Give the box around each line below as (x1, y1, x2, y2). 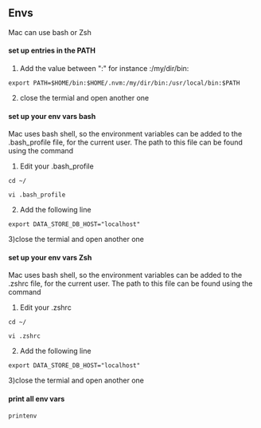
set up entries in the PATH (8, 46, 95, 55)
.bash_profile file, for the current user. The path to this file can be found (8, 137, 243, 147)
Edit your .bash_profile (19, 161, 94, 171)
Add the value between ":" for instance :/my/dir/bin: (19, 64, 189, 73)
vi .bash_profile (8, 191, 66, 199)
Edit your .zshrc (19, 303, 72, 312)
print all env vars (8, 394, 65, 404)
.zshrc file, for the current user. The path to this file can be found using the (8, 279, 253, 288)
